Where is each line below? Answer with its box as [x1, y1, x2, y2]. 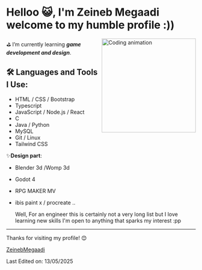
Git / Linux [14, 133, 41, 141]
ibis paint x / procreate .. [14, 198, 76, 206]
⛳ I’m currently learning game [6, 40, 81, 48]
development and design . [6, 49, 72, 56]
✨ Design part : [6, 152, 42, 159]
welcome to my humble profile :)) [6, 18, 175, 32]
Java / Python [14, 121, 50, 128]
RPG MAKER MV [14, 187, 56, 194]
